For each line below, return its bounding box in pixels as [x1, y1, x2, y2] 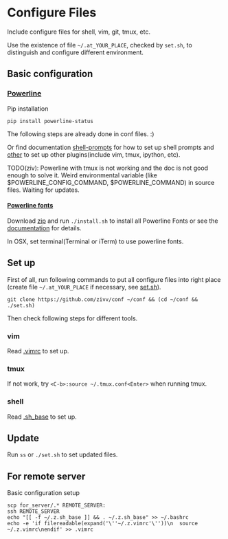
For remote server [7, 470, 86, 482]
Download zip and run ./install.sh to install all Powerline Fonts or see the [7, 217, 218, 225]
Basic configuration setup [7, 489, 80, 497]
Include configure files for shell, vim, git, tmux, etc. [7, 27, 151, 36]
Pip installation [7, 104, 49, 113]
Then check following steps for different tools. [7, 314, 138, 322]
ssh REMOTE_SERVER [7, 508, 60, 515]
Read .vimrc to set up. [7, 346, 69, 355]
